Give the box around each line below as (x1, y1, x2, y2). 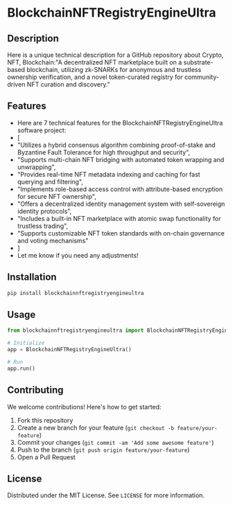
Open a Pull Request (17, 452, 76, 461)
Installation (7, 272, 57, 283)
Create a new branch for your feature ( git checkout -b (17, 423, 175, 432)
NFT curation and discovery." (26, 80, 111, 88)
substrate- (183, 58, 214, 67)
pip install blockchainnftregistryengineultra (7, 290, 144, 296)
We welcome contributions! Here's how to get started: (7, 402, 162, 411)
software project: (17, 126, 67, 134)
